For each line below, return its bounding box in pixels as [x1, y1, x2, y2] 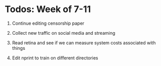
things [12, 45, 26, 51]
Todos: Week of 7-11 [5, 4, 91, 15]
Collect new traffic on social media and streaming [12, 30, 116, 36]
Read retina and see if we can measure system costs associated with [12, 39, 156, 46]
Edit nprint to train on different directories [12, 54, 98, 61]
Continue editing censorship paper [12, 20, 84, 26]
